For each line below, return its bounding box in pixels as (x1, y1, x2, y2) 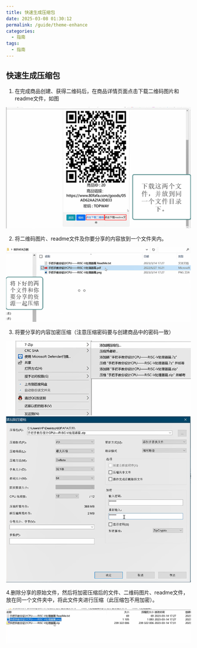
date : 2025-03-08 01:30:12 (6, 15, 72, 22)
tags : (6, 41, 19, 46)
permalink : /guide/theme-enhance (6, 22, 88, 28)
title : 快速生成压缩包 (6, 9, 56, 15)
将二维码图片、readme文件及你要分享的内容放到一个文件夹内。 (14, 235, 167, 242)
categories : (6, 28, 35, 34)
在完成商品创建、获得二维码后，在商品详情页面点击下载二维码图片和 (14, 87, 179, 94)
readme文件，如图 (14, 95, 59, 102)
